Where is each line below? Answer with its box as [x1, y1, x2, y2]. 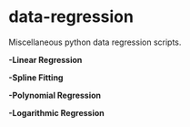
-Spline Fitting [8, 71, 64, 83]
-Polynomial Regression [8, 90, 102, 101]
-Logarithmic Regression [8, 107, 105, 118]
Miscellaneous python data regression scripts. [8, 37, 182, 48]
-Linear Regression [8, 54, 83, 65]
